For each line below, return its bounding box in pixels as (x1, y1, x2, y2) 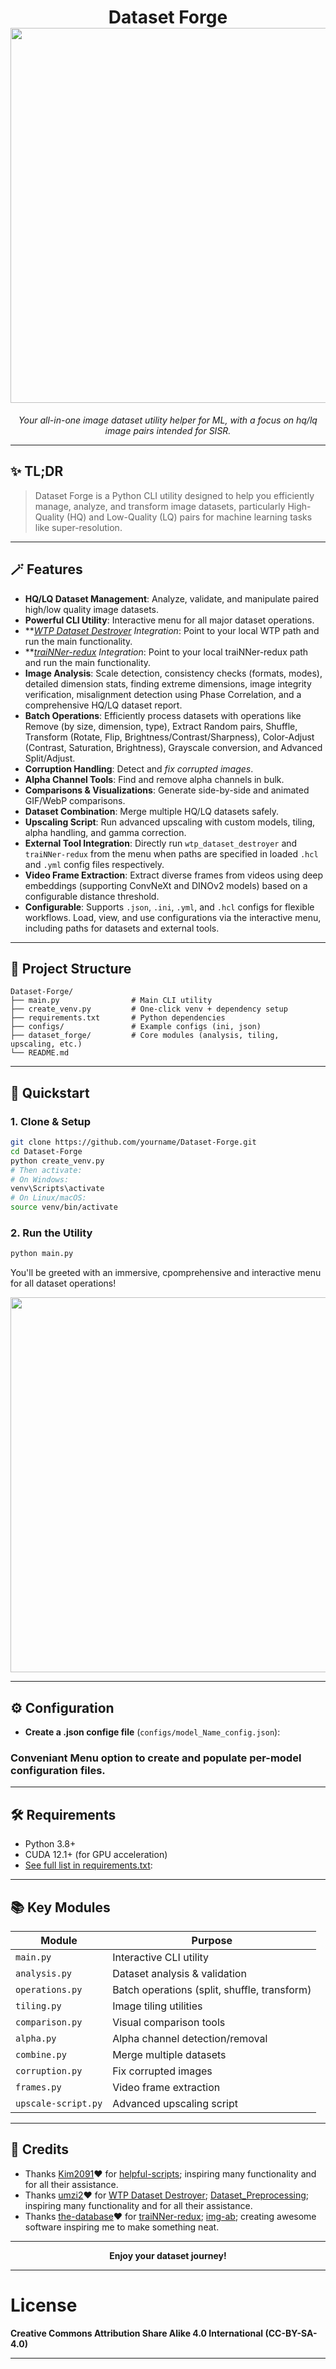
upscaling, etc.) (10, 1039, 83, 1050)
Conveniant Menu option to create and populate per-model (10, 1751, 302, 1765)
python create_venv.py (10, 1156, 105, 1166)
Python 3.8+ (24, 1838, 77, 1850)
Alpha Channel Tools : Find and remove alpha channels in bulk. (24, 773, 285, 785)
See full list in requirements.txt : (24, 1859, 153, 1871)
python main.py (10, 1249, 74, 1259)
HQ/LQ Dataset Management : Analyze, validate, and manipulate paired (24, 592, 320, 605)
